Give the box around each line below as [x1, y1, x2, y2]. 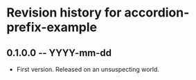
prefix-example [6, 19, 98, 35]
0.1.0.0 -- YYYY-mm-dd [6, 47, 112, 59]
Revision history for [6, 5, 122, 21]
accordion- [124, 5, 190, 21]
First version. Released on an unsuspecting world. [16, 66, 160, 73]
